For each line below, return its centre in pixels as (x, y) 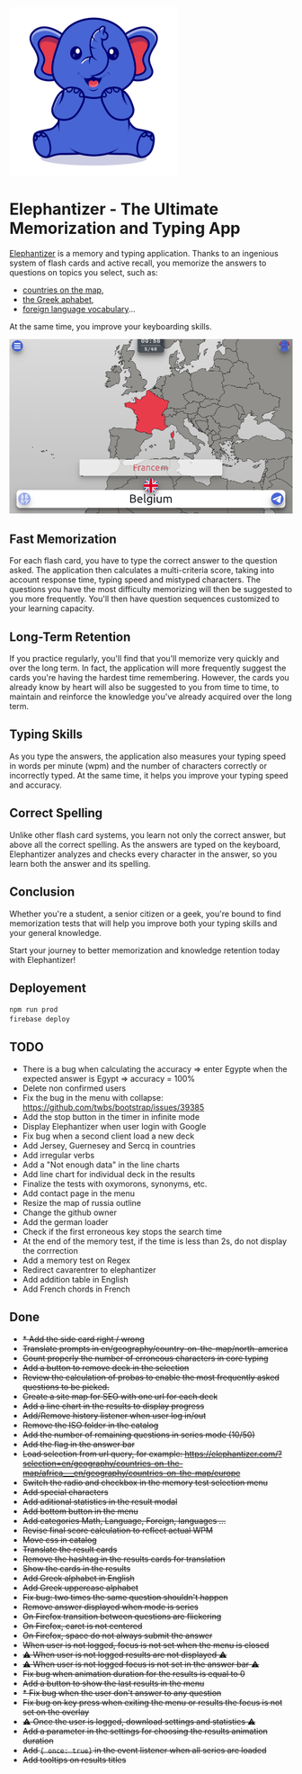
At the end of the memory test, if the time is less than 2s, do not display (155, 1241)
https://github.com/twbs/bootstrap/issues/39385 (113, 1107)
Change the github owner (70, 1212)
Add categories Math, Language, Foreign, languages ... (124, 1520)
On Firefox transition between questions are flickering (122, 1616)
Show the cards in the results (76, 1568)
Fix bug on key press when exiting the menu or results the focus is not (152, 1702)
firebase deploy (40, 1020)
